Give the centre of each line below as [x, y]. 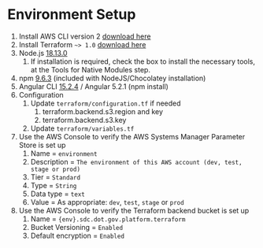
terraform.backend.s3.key [84, 120]
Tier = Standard [55, 177]
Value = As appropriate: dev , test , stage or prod [107, 202]
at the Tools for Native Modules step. [91, 69]
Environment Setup [72, 15]
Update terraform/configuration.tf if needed [106, 103]
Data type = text [58, 194]
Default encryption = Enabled [78, 235]
